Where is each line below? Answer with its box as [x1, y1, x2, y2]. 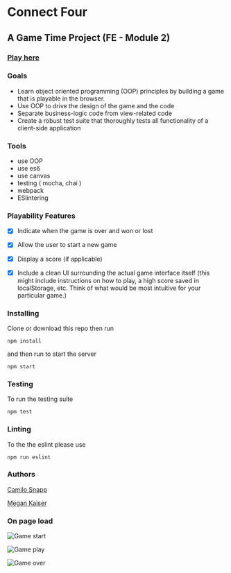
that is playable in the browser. [17, 94, 105, 103]
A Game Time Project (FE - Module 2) [7, 32, 171, 44]
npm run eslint [7, 454, 51, 461]
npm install [7, 337, 42, 344]
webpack [17, 187, 44, 195]
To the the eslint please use [7, 440, 86, 448]
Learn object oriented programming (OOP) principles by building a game [17, 87, 224, 95]
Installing [7, 308, 40, 318]
